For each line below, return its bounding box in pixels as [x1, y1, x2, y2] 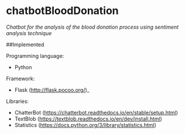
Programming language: [6, 52, 64, 59]
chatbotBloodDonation [6, 4, 119, 18]
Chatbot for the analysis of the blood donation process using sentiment [6, 23, 179, 30]
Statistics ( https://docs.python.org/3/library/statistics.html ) [14, 121, 157, 128]
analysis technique [6, 29, 52, 36]
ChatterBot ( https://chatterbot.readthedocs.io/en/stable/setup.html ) [14, 109, 179, 116]
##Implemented [6, 41, 44, 48]
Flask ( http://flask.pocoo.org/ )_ [14, 86, 90, 93]
